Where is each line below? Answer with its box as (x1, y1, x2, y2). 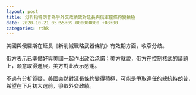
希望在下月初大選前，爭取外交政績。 (6, 83, 95, 90)
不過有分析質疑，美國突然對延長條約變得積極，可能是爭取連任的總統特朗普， (6, 75, 194, 82)
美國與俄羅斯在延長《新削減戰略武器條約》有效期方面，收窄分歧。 (6, 42, 167, 49)
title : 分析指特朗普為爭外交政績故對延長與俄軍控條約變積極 (6, 14, 135, 20)
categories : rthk (6, 25, 49, 31)
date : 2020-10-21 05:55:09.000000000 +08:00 (6, 20, 118, 26)
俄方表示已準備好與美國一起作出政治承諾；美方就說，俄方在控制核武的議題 (6, 55, 188, 62)
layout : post (6, 8, 39, 15)
